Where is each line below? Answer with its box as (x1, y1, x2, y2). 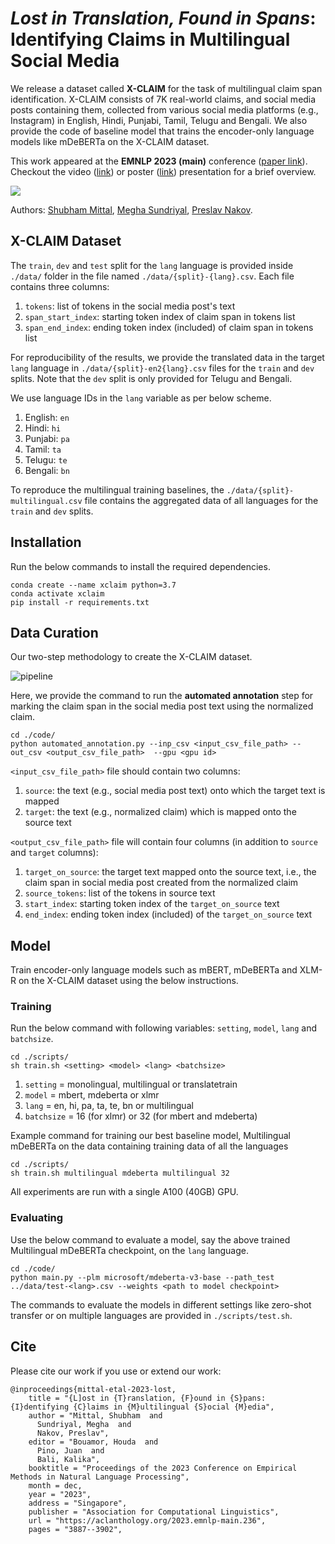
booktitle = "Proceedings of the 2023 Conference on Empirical (28, 1463, 298, 1473)
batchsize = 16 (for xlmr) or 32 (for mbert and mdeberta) (24, 1110, 258, 1122)
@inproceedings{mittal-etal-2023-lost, (10, 1384, 177, 1394)
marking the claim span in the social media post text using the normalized (10, 700, 314, 712)
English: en (24, 411, 70, 423)
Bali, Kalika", (36, 1454, 101, 1464)
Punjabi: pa (24, 432, 70, 444)
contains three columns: (10, 280, 110, 292)
